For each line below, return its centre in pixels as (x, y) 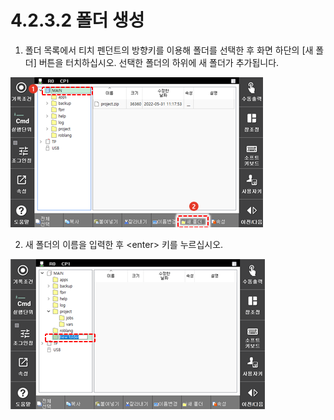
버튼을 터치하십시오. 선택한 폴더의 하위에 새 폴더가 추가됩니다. (159, 62)
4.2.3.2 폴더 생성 (77, 20)
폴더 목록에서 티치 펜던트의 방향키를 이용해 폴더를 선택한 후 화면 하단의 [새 (169, 50)
